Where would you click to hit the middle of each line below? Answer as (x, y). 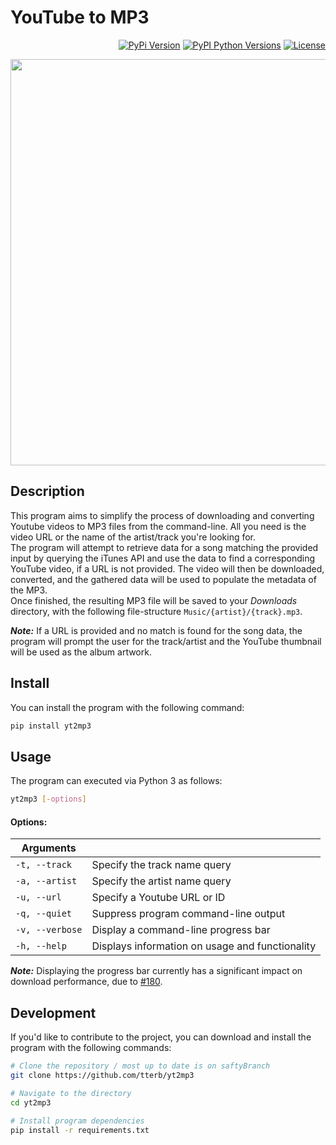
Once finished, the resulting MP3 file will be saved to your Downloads (154, 600)
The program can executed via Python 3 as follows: (116, 781)
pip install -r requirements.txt (80, 1130)
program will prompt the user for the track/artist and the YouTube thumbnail (166, 641)
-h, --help (41, 946)
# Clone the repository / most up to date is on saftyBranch (140, 1066)
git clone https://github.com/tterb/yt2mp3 (102, 1076)
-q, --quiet (44, 914)
